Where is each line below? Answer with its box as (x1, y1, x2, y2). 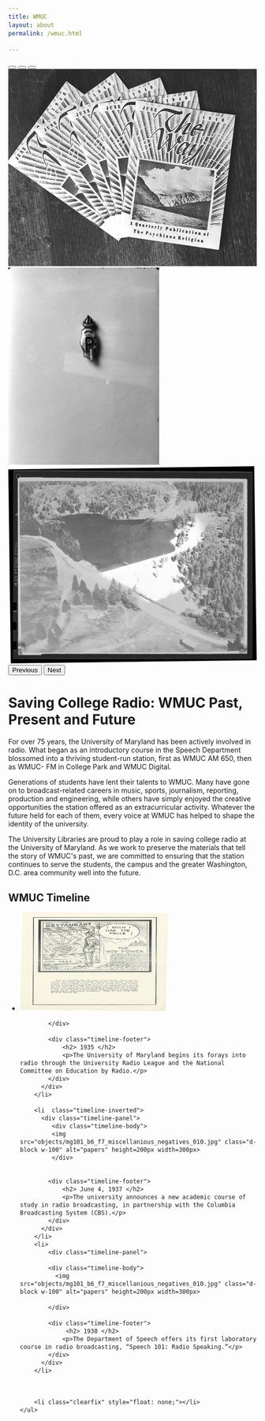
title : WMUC (8, 13, 47, 21)
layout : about (8, 21, 55, 29)
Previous (12, 666, 38, 674)
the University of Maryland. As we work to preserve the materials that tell (8, 843, 246, 852)
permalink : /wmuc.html (8, 29, 83, 37)
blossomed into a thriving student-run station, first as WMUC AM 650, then (8, 754, 252, 763)
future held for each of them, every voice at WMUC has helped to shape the (8, 811, 255, 820)
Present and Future (8, 710, 136, 729)
